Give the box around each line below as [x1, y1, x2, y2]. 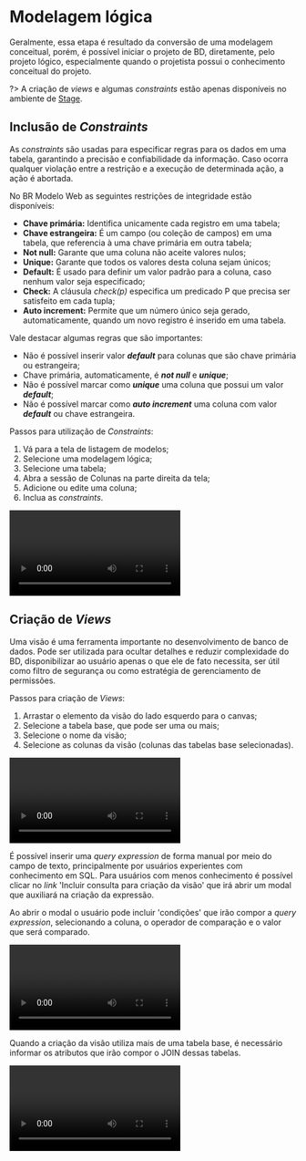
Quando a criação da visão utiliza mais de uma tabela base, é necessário [9, 1037, 283, 1048]
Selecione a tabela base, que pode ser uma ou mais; [22, 720, 220, 731]
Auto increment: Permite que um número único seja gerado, [22, 305, 250, 316]
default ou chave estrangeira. [22, 408, 136, 419]
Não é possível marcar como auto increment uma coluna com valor [22, 399, 278, 409]
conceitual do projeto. [9, 66, 92, 77]
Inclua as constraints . [22, 492, 104, 503]
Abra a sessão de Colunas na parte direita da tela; [22, 472, 210, 483]
